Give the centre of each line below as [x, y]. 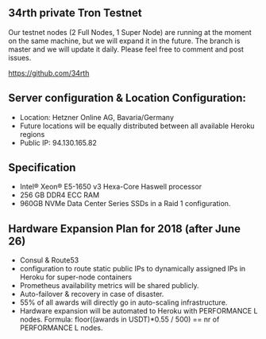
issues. [20, 57]
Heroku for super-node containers [76, 277]
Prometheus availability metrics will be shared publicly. [110, 286]
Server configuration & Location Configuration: [127, 98]
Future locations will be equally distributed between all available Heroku [137, 126]
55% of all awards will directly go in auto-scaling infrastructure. [123, 302]
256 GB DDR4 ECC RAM [60, 195]
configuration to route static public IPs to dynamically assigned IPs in [133, 269]
